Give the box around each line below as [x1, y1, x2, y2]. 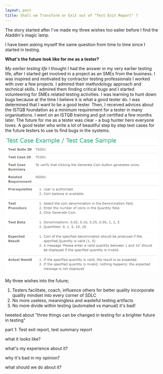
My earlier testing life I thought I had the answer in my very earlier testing [5, 66, 152, 71]
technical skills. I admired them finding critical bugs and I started [5, 86, 135, 92]
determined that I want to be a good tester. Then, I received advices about [5, 102, 154, 107]
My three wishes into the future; [5, 278, 69, 284]
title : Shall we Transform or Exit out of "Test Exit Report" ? [5, 13, 138, 18]
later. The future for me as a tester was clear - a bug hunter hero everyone [5, 117, 154, 123]
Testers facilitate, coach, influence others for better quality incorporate [12, 287, 155, 293]
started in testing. [5, 47, 40, 52]
